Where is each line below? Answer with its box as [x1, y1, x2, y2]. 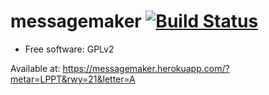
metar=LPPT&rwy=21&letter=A [10, 73, 136, 85]
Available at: [10, 62, 61, 74]
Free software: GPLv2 [24, 43, 115, 55]
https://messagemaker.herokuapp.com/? [62, 62, 230, 74]
